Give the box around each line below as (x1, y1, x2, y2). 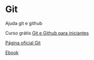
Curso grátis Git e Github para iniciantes (5, 30, 89, 36)
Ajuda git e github (5, 20, 42, 26)
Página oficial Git (5, 39, 41, 46)
